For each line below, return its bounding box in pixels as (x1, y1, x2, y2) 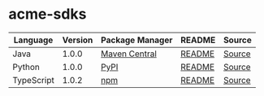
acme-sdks (8, 5, 87, 24)
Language (13, 34, 54, 46)
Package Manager (101, 34, 173, 46)
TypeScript (12, 74, 54, 85)
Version (62, 34, 93, 46)
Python (12, 61, 41, 72)
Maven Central (101, 48, 157, 59)
